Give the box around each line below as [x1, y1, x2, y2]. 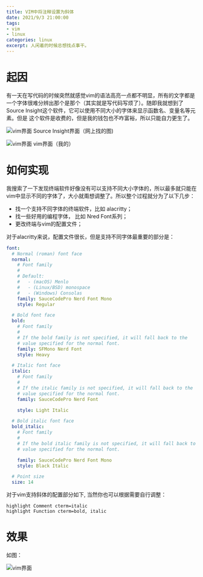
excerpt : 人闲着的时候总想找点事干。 [6, 43, 89, 49]
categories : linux [6, 37, 53, 43]
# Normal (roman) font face [11, 250, 83, 257]
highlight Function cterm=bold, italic [6, 509, 107, 515]
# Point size [11, 474, 45, 480]
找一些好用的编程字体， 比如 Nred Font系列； [14, 212, 128, 220]
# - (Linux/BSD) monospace [17, 284, 91, 290]
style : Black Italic [17, 463, 69, 469]
